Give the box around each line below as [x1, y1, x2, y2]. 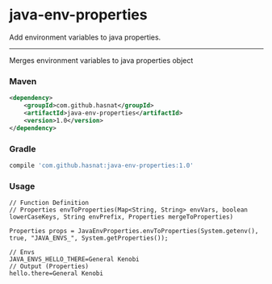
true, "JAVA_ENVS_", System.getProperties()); [9, 234, 169, 243]
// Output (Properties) [9, 262, 90, 271]
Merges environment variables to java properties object [9, 55, 194, 65]
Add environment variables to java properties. [9, 32, 161, 42]
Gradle [9, 143, 36, 154]
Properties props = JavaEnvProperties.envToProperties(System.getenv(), [9, 228, 259, 236]
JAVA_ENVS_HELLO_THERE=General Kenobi [9, 256, 140, 264]
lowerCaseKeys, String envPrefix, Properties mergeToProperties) [9, 213, 233, 221]
